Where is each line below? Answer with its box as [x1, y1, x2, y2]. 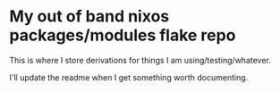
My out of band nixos [9, 6, 170, 27]
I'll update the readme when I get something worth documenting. [9, 71, 249, 82]
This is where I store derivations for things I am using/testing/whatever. [9, 54, 271, 65]
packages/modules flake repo [9, 25, 236, 46]
